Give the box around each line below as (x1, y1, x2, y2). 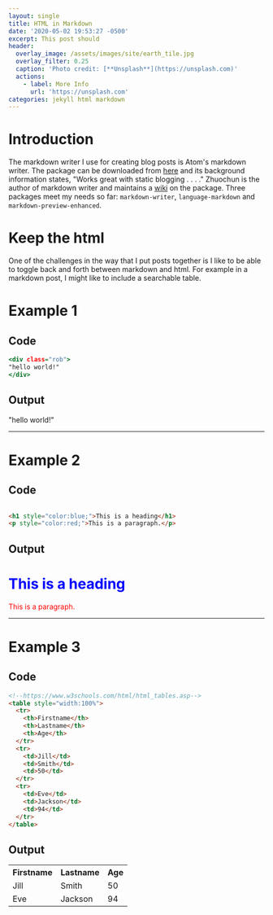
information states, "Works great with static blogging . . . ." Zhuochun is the (8, 174, 260, 184)
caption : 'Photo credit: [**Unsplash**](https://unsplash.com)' (15, 65, 238, 73)
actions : (15, 72, 45, 81)
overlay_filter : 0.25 (15, 58, 89, 66)
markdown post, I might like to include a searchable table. (8, 274, 201, 283)
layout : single (8, 11, 60, 20)
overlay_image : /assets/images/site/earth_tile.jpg (15, 50, 195, 58)
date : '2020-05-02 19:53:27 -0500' (8, 27, 129, 35)
